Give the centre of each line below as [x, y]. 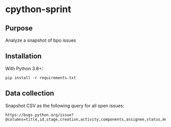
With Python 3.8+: [24, 68]
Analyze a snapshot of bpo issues [41, 40]
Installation [23, 56]
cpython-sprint [38, 9]
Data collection [30, 93]
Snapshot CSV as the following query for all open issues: [65, 106]
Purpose [19, 28]
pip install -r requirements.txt [41, 78]
